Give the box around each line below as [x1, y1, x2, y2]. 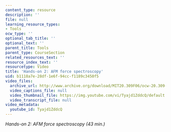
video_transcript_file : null [10, 97, 72, 102]
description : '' [5, 12, 40, 17]
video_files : [5, 78, 33, 84]
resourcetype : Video [5, 64, 49, 69]
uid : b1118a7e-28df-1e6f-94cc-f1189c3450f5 [5, 74, 99, 79]
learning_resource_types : [5, 21, 60, 27]
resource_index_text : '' [5, 60, 58, 65]
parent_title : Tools [5, 45, 49, 50]
